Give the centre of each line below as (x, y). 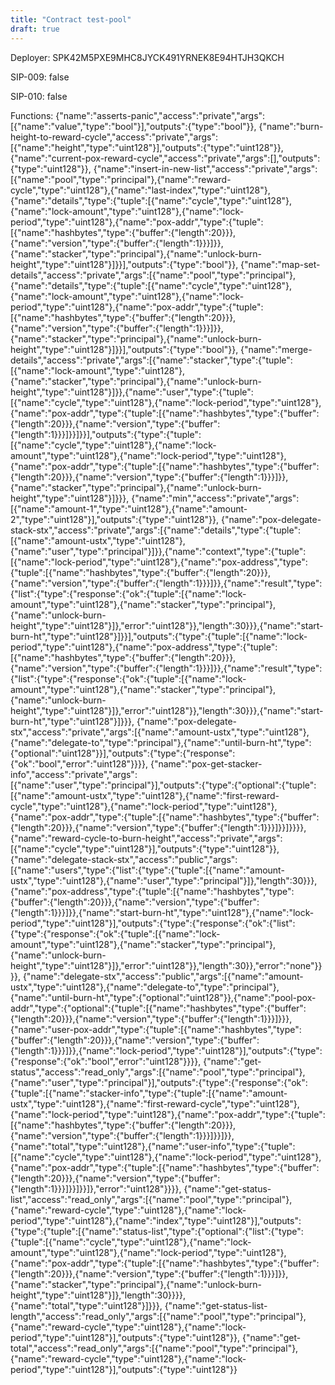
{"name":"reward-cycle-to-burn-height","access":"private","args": (146, 838)
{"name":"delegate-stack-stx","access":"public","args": (124, 859)
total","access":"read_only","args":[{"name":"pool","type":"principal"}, (154, 1348)
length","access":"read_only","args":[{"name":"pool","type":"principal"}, (158, 1316)
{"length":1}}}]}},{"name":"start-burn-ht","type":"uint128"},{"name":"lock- (162, 912)
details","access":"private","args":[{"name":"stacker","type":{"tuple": (151, 360)
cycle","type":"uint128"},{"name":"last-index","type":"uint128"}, (140, 190)
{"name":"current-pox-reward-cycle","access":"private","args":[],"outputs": (165, 158)
